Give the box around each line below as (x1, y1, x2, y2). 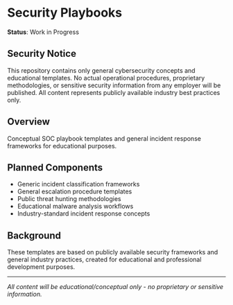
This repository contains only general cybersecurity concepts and (7, 66, 196, 74)
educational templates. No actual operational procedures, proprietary (7, 73, 205, 82)
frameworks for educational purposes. (7, 141, 117, 150)
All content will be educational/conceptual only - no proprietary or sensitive (7, 283, 224, 291)
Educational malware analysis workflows (17, 202, 134, 211)
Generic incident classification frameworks (17, 180, 140, 189)
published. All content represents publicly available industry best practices (7, 88, 221, 96)
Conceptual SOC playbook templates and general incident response (7, 134, 201, 143)
